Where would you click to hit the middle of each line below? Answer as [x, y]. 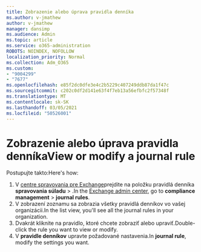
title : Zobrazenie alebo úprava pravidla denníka [70, 12]
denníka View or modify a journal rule [101, 156]
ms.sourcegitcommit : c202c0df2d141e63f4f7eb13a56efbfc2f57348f [88, 91]
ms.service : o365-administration [48, 46]
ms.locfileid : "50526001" [39, 113]
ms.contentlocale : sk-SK [38, 102]
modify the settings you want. [52, 242]
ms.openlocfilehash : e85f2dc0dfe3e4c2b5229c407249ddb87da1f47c [88, 85]
